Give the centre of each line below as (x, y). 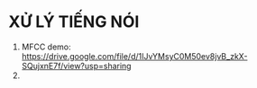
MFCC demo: (46, 47)
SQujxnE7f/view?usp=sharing (76, 66)
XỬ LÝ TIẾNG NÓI (74, 22)
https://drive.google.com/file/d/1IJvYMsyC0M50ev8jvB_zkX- (134, 56)
